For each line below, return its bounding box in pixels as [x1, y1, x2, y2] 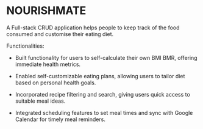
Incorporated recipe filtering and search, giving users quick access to [15, 90, 190, 98]
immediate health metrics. [15, 61, 81, 68]
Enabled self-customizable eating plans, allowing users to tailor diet [15, 72, 185, 79]
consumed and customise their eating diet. [6, 30, 114, 37]
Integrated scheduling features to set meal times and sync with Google [15, 109, 193, 116]
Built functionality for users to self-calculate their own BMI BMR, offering [15, 54, 198, 61]
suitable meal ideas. [15, 97, 66, 105]
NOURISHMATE [6, 4, 87, 18]
